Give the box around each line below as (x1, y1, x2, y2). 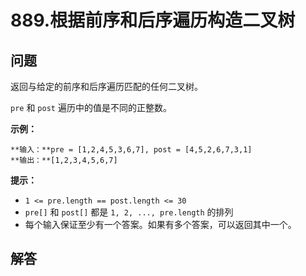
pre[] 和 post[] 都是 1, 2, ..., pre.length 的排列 (24, 206, 234, 218)
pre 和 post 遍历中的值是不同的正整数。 (10, 102, 172, 113)
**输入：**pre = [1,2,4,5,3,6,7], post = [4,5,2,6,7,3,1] (10, 145, 253, 155)
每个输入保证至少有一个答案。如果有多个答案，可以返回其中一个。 (24, 219, 297, 230)
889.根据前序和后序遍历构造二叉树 (10, 9, 296, 32)
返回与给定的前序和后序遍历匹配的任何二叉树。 (10, 81, 203, 92)
